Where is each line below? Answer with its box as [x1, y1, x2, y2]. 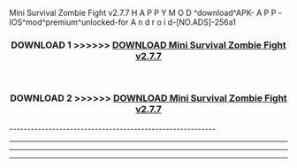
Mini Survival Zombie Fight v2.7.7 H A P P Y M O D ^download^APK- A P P [9, 8, 277, 18]
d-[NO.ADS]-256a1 [167, 17, 237, 27]
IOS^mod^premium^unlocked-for [9, 17, 129, 27]
